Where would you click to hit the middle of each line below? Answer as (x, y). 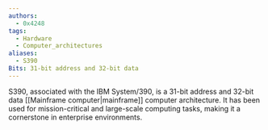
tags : (17, 31)
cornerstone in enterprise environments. (75, 117)
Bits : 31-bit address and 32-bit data (73, 69)
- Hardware (34, 38)
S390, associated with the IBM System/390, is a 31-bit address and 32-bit (131, 91)
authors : (23, 16)
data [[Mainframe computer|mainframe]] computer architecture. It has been (134, 100)
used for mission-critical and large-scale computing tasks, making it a (124, 108)
